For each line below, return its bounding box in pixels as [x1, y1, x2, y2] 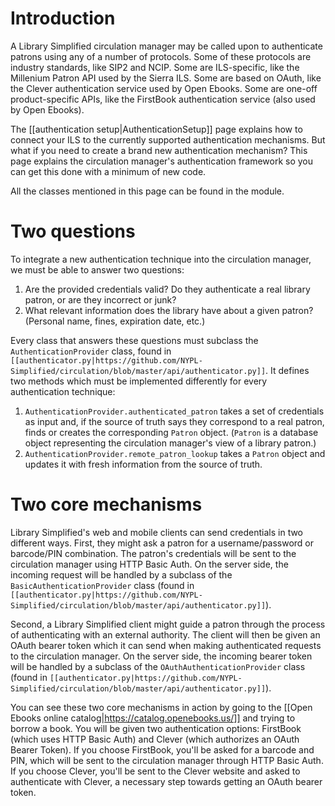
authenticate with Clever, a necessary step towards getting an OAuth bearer [10, 775, 323, 787]
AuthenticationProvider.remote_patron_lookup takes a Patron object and [24, 447, 326, 459]
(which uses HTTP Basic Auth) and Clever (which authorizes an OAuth [10, 733, 300, 745]
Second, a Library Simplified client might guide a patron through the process [10, 618, 326, 630]
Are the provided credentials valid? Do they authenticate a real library [24, 283, 311, 295]
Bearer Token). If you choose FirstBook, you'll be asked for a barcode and [10, 743, 315, 756]
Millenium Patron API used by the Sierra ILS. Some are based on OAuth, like [10, 72, 322, 84]
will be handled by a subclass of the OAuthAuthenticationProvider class [10, 660, 306, 672]
